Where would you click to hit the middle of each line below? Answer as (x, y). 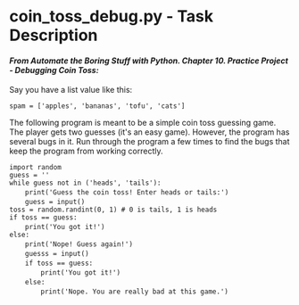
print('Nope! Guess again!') (79, 244)
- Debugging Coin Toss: (54, 70)
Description (54, 35)
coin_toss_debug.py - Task (112, 16)
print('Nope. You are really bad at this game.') (135, 292)
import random (36, 168)
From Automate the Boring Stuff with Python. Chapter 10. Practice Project (149, 61)
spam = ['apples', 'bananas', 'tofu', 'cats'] (97, 106)
